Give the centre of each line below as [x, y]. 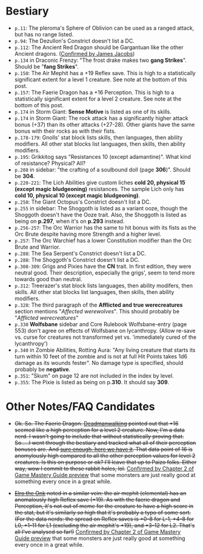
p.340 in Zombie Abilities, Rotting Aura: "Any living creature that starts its [105, 350]
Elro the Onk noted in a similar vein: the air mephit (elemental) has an [100, 493]
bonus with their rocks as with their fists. [65, 131]
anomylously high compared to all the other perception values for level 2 [105, 455]
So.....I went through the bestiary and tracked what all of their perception [105, 442]
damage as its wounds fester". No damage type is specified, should [99, 362]
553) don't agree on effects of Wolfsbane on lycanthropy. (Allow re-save [105, 330]
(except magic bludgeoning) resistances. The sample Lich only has [99, 189]
